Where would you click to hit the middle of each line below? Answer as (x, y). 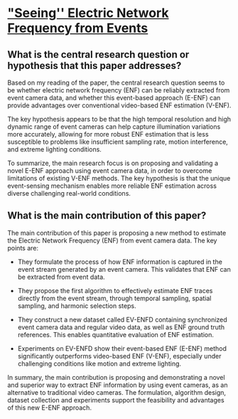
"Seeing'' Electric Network (88, 13)
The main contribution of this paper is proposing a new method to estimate (117, 233)
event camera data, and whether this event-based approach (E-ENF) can (114, 98)
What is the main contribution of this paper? (107, 216)
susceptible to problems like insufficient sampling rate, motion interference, (118, 142)
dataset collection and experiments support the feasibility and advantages (116, 400)
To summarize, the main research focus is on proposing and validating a (113, 163)
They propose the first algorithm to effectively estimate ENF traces (115, 290)
